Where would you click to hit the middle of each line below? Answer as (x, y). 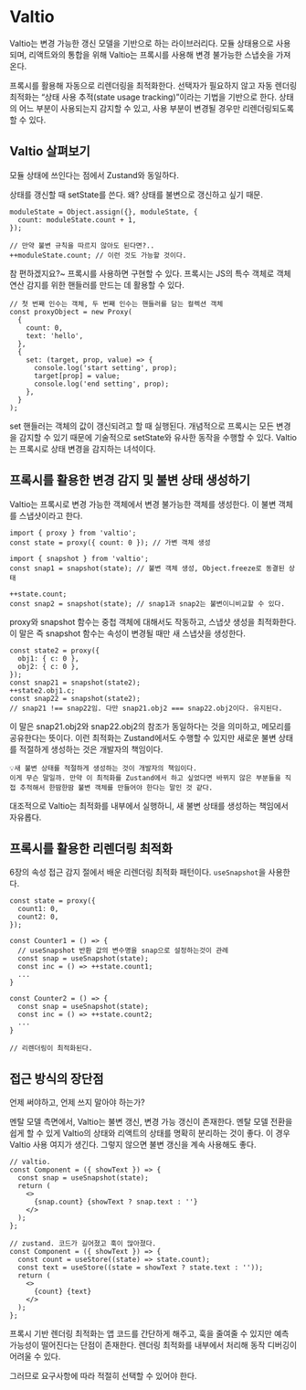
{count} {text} (63, 1292)
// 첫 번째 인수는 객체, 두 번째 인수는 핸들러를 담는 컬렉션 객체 (116, 303)
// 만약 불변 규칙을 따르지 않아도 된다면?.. (82, 245)
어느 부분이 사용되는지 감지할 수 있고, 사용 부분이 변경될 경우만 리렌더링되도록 (157, 108)
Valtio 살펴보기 (50, 151)
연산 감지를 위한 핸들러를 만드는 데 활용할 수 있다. (97, 284)
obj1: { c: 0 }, (48, 658)
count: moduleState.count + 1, (77, 220)
